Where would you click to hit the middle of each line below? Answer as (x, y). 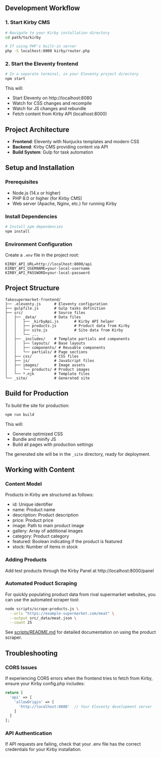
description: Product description (45, 515)
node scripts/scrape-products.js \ (42, 609)
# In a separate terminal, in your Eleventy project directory (72, 74)
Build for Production (37, 393)
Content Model (24, 484)
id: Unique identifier (33, 504)
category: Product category (41, 536)
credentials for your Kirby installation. (43, 750)
